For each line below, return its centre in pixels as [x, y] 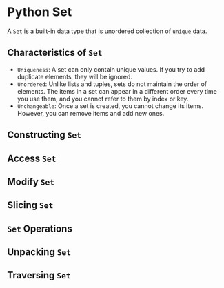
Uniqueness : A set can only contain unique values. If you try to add [111, 69]
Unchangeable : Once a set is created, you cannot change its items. [110, 106]
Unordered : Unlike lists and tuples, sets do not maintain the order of [112, 84]
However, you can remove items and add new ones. [91, 113]
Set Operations [40, 228]
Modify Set [31, 182]
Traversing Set [39, 275]
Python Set [40, 12]
